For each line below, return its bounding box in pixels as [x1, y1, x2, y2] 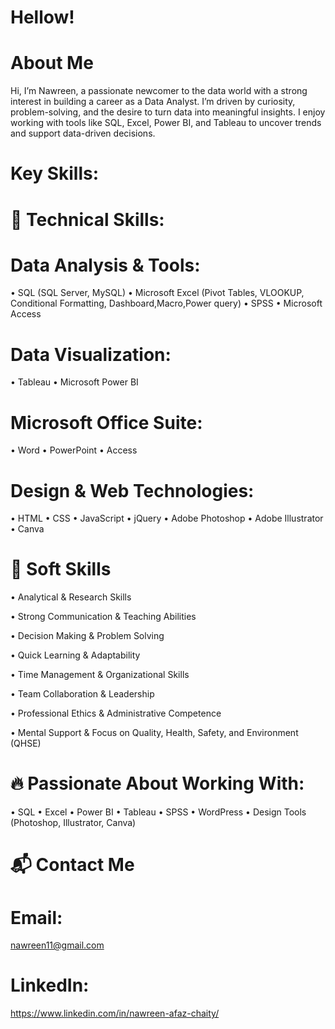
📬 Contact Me [10, 854, 135, 876]
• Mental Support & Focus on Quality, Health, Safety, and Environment [10, 727, 299, 739]
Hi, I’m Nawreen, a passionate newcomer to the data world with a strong [10, 85, 308, 97]
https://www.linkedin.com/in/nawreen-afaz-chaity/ [10, 1007, 220, 1020]
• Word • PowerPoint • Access [10, 444, 138, 456]
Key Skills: [10, 162, 100, 185]
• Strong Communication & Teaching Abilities [10, 611, 197, 623]
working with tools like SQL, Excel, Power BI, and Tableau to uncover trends [10, 117, 322, 129]
